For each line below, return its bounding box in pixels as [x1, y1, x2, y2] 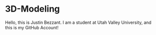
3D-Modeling [5, 3, 60, 15]
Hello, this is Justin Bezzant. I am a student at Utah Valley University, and [5, 19, 152, 25]
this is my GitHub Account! [5, 24, 58, 30]
